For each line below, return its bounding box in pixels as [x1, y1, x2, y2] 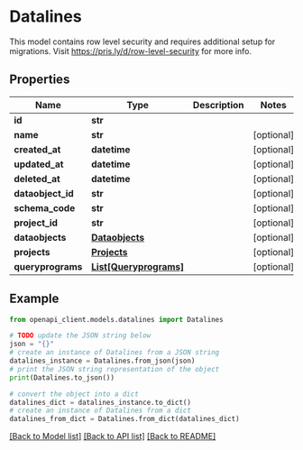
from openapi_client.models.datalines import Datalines [9, 315, 224, 324]
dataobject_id [14, 187, 74, 199]
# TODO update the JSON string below [9, 331, 151, 340]
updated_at [14, 158, 64, 170]
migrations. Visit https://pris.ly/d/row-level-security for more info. [9, 45, 252, 56]
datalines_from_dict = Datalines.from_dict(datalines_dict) [9, 415, 241, 424]
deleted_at [14, 172, 60, 185]
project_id [14, 216, 59, 229]
